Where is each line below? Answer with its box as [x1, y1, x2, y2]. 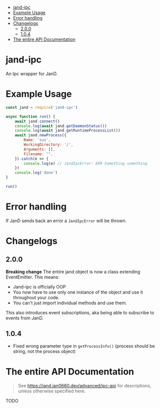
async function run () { [6, 114, 56, 119]
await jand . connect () [15, 118, 60, 124]
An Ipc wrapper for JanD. [6, 71, 58, 77]
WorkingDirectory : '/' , [24, 142, 73, 147]
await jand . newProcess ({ [15, 133, 67, 138]
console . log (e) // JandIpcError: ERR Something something [24, 161, 147, 166]
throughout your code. [13, 294, 60, 300]
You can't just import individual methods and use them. [13, 300, 127, 306]
